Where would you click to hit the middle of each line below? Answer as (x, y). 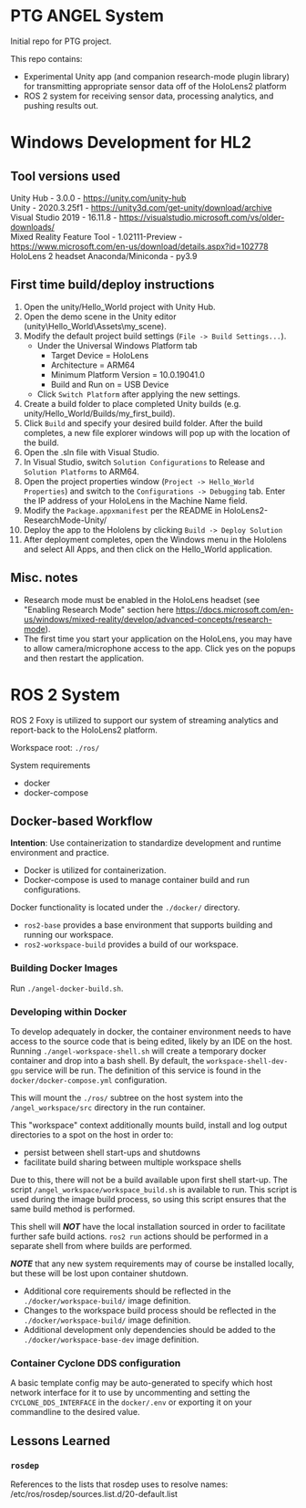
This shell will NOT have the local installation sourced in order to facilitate (148, 1226)
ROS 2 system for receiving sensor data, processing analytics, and (148, 96)
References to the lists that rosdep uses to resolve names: (119, 1484)
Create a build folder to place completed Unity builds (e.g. (132, 403)
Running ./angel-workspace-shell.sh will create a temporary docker (138, 1051)
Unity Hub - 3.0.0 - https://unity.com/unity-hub (98, 198)
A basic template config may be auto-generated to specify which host (142, 1383)
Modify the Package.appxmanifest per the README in (122, 510)
